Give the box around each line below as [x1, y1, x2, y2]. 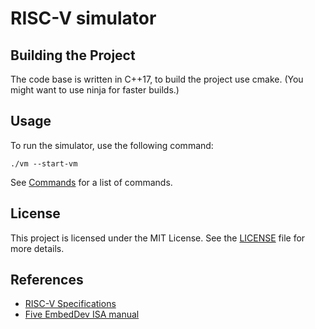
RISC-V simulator [10, 7, 157, 30]
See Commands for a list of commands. [10, 176, 173, 188]
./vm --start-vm [10, 158, 78, 169]
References [10, 272, 84, 289]
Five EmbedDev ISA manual [24, 308, 140, 321]
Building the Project [10, 47, 136, 64]
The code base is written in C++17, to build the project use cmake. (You [10, 73, 304, 85]
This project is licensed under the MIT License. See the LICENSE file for [10, 232, 306, 244]
